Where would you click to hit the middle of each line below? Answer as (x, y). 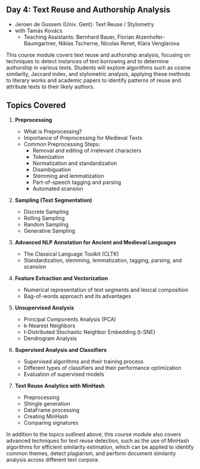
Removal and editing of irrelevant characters (87, 150)
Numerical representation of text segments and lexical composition (106, 290)
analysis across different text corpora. (53, 459)
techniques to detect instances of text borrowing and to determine (87, 61)
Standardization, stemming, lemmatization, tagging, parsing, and (103, 260)
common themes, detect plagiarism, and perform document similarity (91, 453)
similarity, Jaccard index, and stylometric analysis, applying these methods (98, 73)
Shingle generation (47, 403)
